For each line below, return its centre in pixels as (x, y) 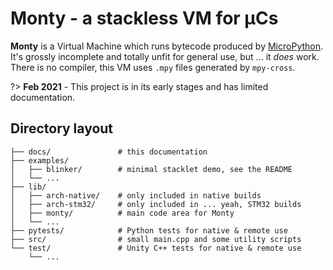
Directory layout (62, 128)
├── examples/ (40, 160)
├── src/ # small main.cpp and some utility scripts (156, 239)
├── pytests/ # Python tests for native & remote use (149, 230)
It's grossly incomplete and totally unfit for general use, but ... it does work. (165, 56)
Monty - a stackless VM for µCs (144, 18)
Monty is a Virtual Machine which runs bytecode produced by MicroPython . (167, 46)
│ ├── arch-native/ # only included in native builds (136, 195)
